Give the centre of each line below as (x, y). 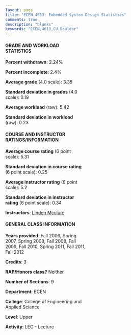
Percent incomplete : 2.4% (34, 72)
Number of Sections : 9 (30, 281)
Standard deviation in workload (39, 117)
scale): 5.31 (17, 157)
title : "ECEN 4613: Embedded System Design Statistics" (66, 15)
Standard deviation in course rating (44, 166)
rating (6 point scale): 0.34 (34, 203)
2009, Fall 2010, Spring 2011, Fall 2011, (45, 247)
